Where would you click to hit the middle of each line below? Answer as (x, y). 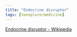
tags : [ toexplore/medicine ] (35, 15)
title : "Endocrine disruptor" (37, 10)
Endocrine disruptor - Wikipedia (38, 29)
